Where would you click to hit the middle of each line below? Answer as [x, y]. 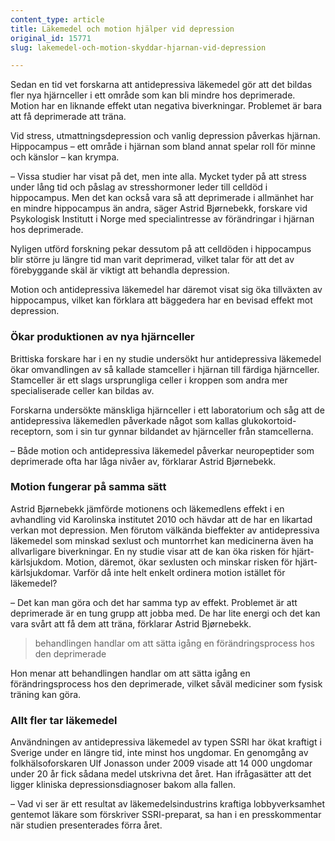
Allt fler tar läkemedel [64, 720]
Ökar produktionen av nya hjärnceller [102, 337]
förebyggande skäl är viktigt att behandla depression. [120, 270]
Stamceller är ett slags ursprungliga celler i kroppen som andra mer [149, 380]
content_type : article [57, 19]
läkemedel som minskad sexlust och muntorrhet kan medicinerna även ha [162, 540]
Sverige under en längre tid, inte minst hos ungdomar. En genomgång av [159, 753]
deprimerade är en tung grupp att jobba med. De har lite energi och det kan [165, 613]
